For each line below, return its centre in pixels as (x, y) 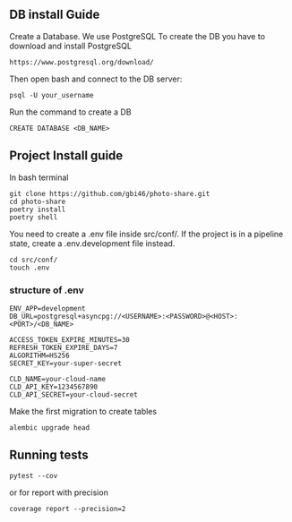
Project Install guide (66, 156)
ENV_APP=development (48, 308)
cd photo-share (38, 201)
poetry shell (34, 217)
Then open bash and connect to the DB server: (96, 79)
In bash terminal (39, 177)
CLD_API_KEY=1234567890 (54, 387)
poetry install (38, 210)
